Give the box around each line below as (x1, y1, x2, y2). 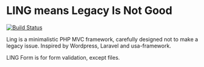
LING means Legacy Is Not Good (6, 4, 172, 18)
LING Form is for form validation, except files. (6, 54, 120, 61)
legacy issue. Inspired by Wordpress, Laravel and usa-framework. (6, 42, 172, 49)
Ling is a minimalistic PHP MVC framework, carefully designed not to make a (6, 35, 199, 43)
